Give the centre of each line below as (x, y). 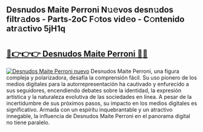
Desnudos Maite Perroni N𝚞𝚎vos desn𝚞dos (90, 10)
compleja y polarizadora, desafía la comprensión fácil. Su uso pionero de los (101, 77)
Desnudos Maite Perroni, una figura (135, 71)
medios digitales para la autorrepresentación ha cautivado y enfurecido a (98, 84)
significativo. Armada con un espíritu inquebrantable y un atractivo (89, 110)
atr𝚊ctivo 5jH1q (36, 29)
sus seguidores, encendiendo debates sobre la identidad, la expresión (94, 90)
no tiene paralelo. (28, 122)
